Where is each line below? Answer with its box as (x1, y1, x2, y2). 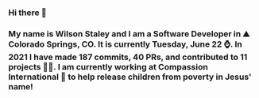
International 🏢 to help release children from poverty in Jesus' (8, 71, 252, 82)
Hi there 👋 (8, 7, 48, 18)
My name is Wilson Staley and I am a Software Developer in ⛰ (8, 28, 250, 39)
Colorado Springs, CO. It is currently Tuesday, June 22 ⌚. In (8, 39, 242, 50)
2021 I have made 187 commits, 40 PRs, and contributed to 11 (8, 51, 248, 62)
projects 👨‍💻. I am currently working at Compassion (8, 61, 208, 72)
